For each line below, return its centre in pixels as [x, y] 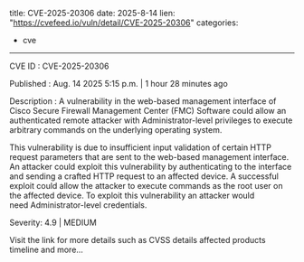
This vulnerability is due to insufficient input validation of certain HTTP [141, 147]
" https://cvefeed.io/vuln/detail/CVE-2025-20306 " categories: [124, 23]
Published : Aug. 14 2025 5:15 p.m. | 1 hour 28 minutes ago [119, 84]
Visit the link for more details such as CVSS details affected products [138, 240]
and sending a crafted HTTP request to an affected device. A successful [144, 176]
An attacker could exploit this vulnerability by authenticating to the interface [151, 167]
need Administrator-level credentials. [78, 205]
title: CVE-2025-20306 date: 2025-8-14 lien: [92, 13]
